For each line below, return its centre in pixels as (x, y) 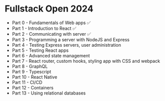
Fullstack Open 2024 (49, 9)
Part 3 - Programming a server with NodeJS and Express (71, 39)
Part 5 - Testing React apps (40, 50)
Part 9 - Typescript (31, 71)
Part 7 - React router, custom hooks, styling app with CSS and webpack (86, 61)
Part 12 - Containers (33, 87)
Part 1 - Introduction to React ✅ (44, 28)
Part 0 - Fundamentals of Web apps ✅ (51, 23)
